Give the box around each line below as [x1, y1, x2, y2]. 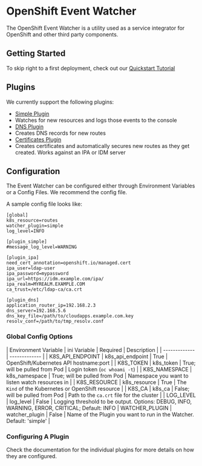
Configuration [6, 166, 60, 177]
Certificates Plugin [15, 135, 62, 143]
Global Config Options [6, 333, 73, 341]
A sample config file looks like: [6, 200, 83, 208]
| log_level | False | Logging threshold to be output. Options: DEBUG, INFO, [6, 397, 192, 405]
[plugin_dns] [6, 297, 39, 303]
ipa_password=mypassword [6, 271, 69, 277]
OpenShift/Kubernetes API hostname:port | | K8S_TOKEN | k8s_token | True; [6, 359, 196, 366]
